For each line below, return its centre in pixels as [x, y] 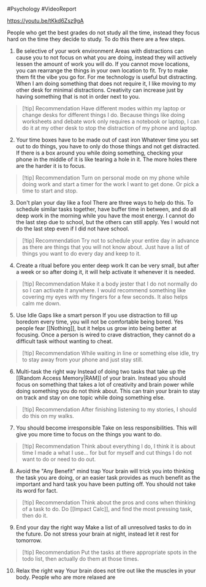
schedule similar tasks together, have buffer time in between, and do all [106, 209]
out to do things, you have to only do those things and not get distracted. [108, 146]
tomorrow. [29, 540]
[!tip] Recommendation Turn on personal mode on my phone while [105, 178]
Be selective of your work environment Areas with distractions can [100, 51]
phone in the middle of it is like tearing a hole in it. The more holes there [106, 159]
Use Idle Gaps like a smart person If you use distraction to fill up [97, 315]
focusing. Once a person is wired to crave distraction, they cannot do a [105, 335]
